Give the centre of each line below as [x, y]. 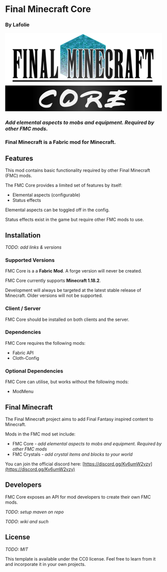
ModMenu [23, 392]
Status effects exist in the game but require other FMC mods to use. [75, 220]
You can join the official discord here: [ [45, 464]
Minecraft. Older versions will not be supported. [54, 295]
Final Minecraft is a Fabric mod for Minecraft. [60, 142]
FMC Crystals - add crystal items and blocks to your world [72, 454]
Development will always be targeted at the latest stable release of [73, 290]
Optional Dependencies [34, 371]
